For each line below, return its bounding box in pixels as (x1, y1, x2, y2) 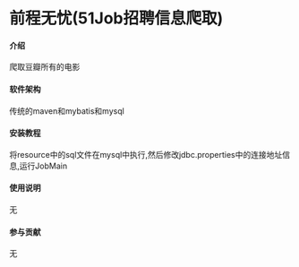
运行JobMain (19, 160, 68, 171)
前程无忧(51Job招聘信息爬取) (9, 8, 224, 29)
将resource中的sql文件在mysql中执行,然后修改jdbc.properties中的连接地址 (9, 149, 283, 159)
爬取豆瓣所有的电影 (9, 62, 81, 73)
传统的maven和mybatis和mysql (9, 105, 125, 116)
